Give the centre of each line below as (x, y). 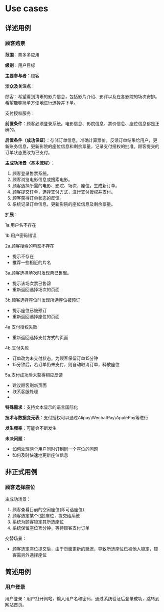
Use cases (27, 9)
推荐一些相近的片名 (32, 262)
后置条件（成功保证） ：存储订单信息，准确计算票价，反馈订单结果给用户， (79, 140)
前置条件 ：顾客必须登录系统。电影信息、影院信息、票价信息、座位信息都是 (80, 123)
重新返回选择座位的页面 (36, 316)
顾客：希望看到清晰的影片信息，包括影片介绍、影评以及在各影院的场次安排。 (82, 96)
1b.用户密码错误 (21, 235)
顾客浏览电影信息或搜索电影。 (42, 179)
